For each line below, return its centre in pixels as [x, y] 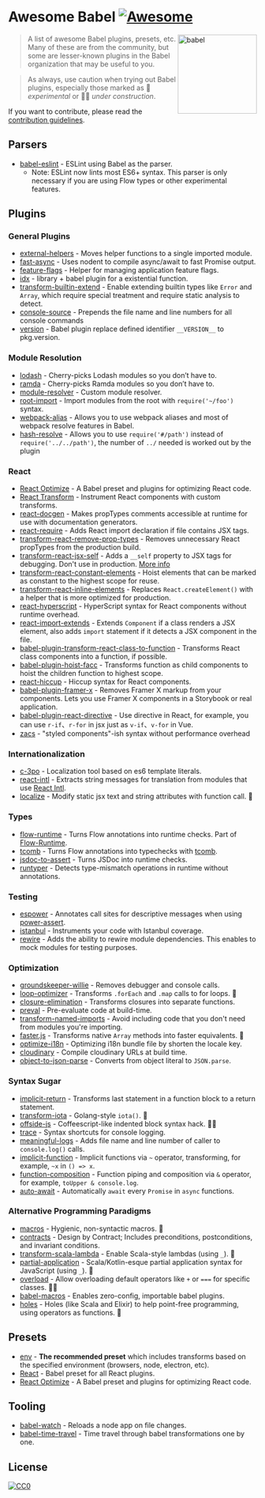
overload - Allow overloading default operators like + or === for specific [135, 1279]
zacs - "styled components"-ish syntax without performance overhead [135, 734]
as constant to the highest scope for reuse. [90, 581]
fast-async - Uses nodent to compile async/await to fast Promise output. [138, 262]
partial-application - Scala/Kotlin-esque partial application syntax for [131, 1262]
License [28, 1467]
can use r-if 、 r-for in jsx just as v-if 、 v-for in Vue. [106, 725]
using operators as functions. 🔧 [71, 1312]
